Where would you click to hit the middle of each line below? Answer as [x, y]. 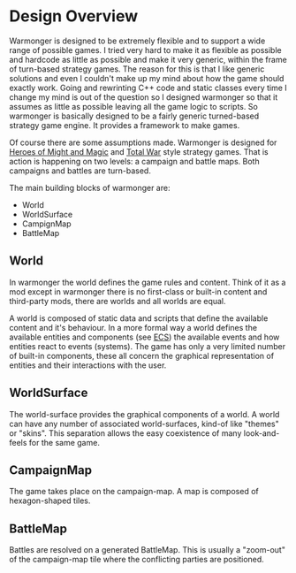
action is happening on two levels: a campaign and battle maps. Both [134, 161]
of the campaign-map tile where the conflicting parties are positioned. [137, 560]
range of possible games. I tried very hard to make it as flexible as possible [145, 50]
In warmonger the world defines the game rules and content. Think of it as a [148, 282]
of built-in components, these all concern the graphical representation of [142, 355]
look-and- [262, 433]
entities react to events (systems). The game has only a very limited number [147, 346]
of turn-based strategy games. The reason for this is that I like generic [137, 69]
